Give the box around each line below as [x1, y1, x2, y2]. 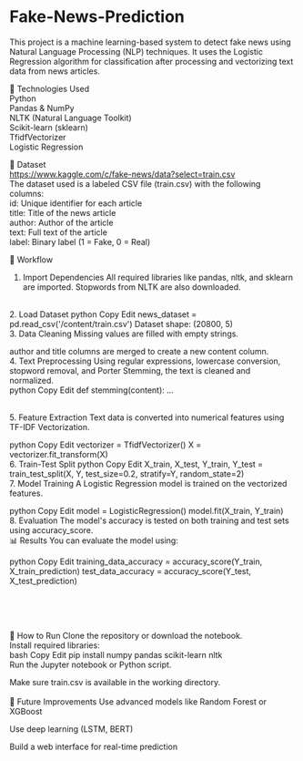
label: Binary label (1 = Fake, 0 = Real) [9, 236, 151, 247]
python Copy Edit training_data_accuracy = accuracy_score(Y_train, [9, 556, 263, 567]
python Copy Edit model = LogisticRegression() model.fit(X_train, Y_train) [9, 505, 284, 516]
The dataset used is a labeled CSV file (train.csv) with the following [9, 178, 261, 189]
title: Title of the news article [9, 207, 116, 218]
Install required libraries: [9, 640, 100, 651]
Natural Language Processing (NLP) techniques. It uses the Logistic [9, 46, 264, 57]
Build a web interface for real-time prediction [9, 741, 178, 752]
